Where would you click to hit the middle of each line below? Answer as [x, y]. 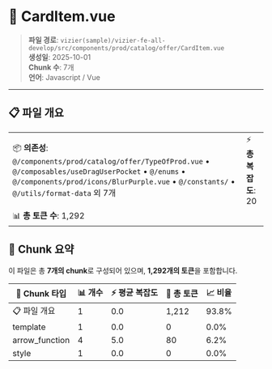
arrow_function [41, 340]
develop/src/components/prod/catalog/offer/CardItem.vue [126, 48]
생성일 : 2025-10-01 [59, 57]
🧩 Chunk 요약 [41, 250]
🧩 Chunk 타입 [41, 294]
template [29, 327]
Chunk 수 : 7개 [51, 67]
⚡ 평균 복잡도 [134, 292]
